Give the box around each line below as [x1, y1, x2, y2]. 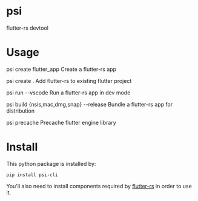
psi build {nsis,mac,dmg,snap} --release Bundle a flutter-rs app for [6, 100, 173, 108]
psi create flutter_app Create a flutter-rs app [6, 65, 117, 73]
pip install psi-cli [6, 171, 59, 178]
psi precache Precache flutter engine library [6, 119, 116, 126]
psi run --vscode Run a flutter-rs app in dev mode [6, 89, 131, 96]
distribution [6, 107, 35, 114]
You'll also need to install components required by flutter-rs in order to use [6, 182, 192, 189]
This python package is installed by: [6, 160, 96, 167]
